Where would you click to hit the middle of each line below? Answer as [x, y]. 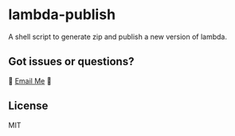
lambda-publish [62, 15]
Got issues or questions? [71, 62]
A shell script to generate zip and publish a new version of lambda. [117, 37]
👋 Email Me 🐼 [30, 80]
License [28, 106]
